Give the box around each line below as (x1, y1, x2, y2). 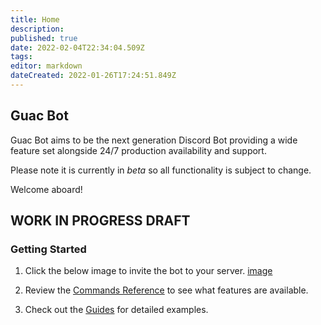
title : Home (10, 14, 60, 25)
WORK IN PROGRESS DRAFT (10, 212, 191, 230)
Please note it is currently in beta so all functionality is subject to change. (10, 164, 312, 176)
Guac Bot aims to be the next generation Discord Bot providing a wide (10, 134, 298, 146)
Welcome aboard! (10, 183, 83, 195)
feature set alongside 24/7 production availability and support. (10, 144, 267, 156)
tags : (10, 52, 33, 62)
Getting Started (10, 242, 87, 256)
